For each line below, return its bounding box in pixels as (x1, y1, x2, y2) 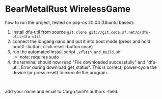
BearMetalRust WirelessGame (5, 3, 131, 15)
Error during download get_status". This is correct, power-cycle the (21, 64, 157, 70)
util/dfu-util (12, 34, 41, 39)
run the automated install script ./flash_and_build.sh (12, 49, 121, 55)
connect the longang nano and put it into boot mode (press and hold (12, 38, 151, 44)
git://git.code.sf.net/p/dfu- (89, 30, 151, 35)
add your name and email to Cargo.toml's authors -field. (5, 88, 119, 94)
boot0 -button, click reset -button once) (12, 43, 93, 49)
